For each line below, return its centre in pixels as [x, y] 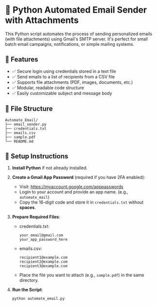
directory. [29, 280]
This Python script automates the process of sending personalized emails [79, 34]
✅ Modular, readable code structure [48, 88]
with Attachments [42, 20]
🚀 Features [22, 60]
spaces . [27, 208]
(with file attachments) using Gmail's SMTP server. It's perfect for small [77, 39]
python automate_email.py [38, 299]
